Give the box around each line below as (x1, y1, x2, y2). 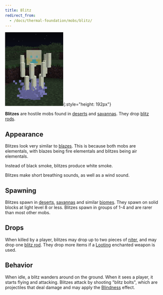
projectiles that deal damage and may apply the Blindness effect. (5, 284, 135, 290)
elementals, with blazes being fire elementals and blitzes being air (5, 148, 137, 154)
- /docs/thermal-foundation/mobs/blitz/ (9, 18, 92, 23)
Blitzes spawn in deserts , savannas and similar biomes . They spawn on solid (5, 200, 158, 205)
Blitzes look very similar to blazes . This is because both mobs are (5, 143, 136, 149)
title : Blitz (5, 8, 32, 13)
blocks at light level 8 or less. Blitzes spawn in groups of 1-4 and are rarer (5, 204, 152, 210)
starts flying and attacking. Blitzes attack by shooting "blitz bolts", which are (5, 279, 158, 285)
